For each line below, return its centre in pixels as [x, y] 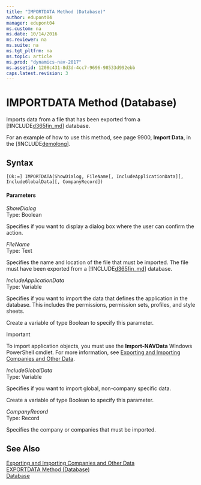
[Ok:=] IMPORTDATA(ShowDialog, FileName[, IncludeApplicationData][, [95, 176]
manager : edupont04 [31, 23]
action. [15, 233]
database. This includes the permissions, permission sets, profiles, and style [101, 305]
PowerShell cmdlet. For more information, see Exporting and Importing [93, 352]
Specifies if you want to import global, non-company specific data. [89, 388]
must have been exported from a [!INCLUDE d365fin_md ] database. [89, 269]
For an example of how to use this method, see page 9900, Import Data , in [99, 137]
